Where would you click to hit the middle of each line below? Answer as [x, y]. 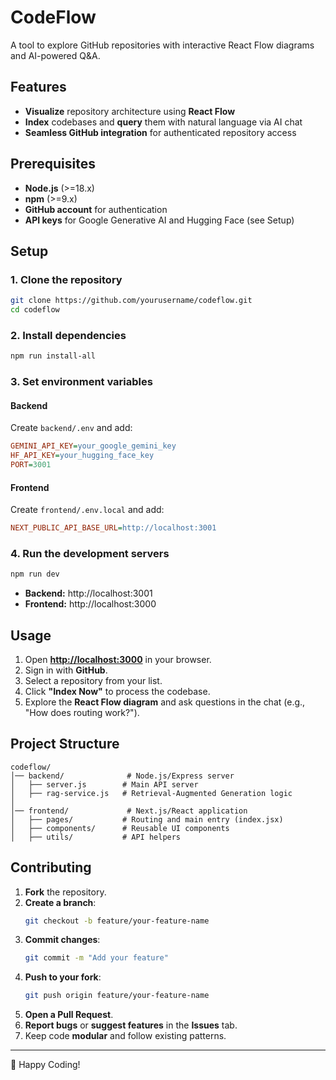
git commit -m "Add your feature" [96, 958]
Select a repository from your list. [93, 680]
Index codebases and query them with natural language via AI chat [163, 122]
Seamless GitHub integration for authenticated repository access [160, 132]
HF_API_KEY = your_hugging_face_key [82, 456]
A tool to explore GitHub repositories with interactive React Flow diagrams [162, 45]
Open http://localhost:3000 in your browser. [118, 659]
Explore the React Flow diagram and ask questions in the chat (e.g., [165, 702]
